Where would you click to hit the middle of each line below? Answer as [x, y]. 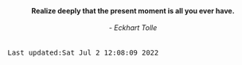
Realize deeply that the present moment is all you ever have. [133, 11]
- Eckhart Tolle [133, 28]
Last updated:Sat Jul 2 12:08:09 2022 [83, 53]
